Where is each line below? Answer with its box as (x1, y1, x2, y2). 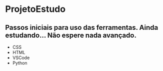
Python (12, 60, 27, 66)
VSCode (12, 55, 30, 61)
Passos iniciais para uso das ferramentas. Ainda (5, 23, 158, 32)
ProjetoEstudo (5, 3, 66, 15)
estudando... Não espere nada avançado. (5, 31, 136, 39)
